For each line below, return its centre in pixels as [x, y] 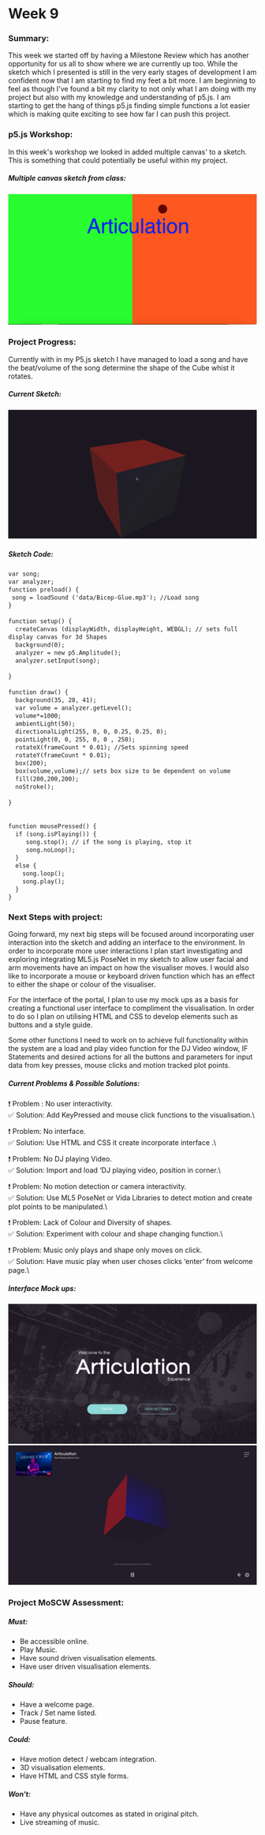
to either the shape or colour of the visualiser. [82, 985]
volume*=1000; [38, 716]
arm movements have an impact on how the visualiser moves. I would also [129, 968]
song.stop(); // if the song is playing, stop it [109, 842]
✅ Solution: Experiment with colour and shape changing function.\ [116, 1234]
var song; [24, 574]
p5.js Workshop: [41, 135]
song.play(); [44, 882]
